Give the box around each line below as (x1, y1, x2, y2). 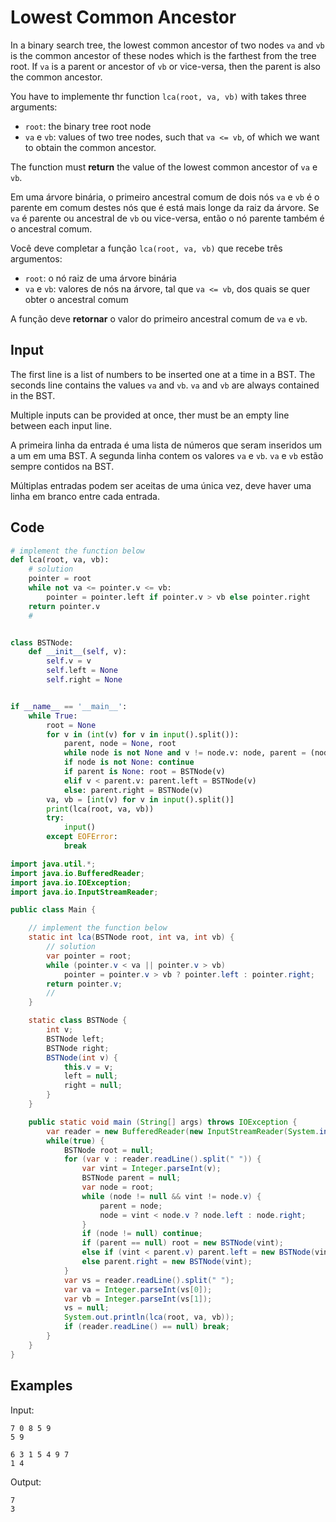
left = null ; (63, 1071, 118, 1081)
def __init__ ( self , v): (28, 647, 128, 657)
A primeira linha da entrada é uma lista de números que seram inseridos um (10, 439, 323, 451)
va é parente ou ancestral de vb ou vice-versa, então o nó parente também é (10, 212, 325, 224)
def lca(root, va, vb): (10, 555, 110, 565)
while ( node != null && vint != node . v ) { (81, 1191, 262, 1201)
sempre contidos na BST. (10, 460, 115, 472)
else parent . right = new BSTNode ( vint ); (81, 1257, 253, 1267)
